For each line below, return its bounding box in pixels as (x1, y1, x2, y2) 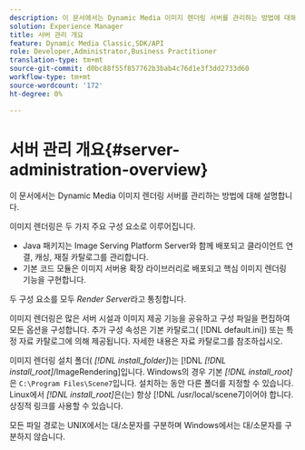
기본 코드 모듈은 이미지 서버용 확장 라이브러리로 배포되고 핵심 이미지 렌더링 (22, 263, 288, 274)
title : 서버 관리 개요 (9, 30, 84, 39)
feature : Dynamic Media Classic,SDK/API (9, 38, 165, 48)
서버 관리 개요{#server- (9, 139, 180, 160)
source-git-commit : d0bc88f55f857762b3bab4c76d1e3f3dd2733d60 (9, 65, 250, 74)
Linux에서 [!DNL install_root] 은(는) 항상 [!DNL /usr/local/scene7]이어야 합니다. (9, 389, 294, 400)
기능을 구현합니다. (22, 275, 86, 285)
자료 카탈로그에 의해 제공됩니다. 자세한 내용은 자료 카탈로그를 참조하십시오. (18, 335, 283, 346)
